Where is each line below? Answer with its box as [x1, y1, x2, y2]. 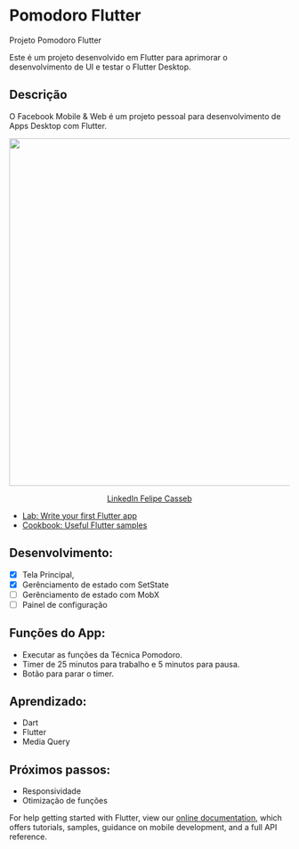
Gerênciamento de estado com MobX [21, 589, 160, 600]
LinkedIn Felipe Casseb [106, 493, 193, 504]
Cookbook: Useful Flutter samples [21, 520, 148, 530]
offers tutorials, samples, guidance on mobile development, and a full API [9, 822, 278, 833]
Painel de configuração [21, 599, 109, 610]
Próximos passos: [9, 762, 111, 777]
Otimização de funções [21, 796, 109, 806]
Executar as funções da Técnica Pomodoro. [21, 649, 182, 659]
